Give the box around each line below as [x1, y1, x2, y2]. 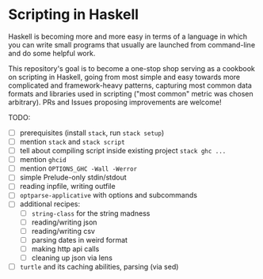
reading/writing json [31, 217, 97, 227]
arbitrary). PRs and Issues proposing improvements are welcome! [8, 97, 222, 107]
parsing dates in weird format [31, 235, 128, 244]
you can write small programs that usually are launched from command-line [8, 40, 256, 49]
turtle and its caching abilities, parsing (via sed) [19, 262, 179, 271]
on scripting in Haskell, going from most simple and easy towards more [8, 72, 241, 81]
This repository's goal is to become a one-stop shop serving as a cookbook [8, 63, 255, 73]
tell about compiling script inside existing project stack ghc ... [19, 146, 227, 156]
